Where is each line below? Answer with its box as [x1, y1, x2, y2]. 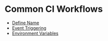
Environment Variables [11, 30, 58, 36]
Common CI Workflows [4, 3, 103, 15]
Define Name [11, 20, 39, 26]
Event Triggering [11, 25, 46, 31]
